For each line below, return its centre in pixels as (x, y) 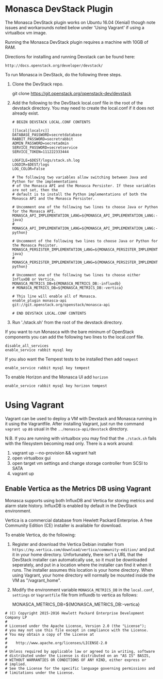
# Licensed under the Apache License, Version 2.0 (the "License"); (76, 626)
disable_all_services (27, 346)
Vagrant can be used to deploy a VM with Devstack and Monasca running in (81, 418)
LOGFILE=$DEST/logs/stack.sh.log (46, 160)
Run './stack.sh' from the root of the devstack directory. (67, 322)
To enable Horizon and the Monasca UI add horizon (57, 377)
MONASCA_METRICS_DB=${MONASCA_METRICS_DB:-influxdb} (66, 283)
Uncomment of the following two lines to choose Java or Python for (87, 241)
